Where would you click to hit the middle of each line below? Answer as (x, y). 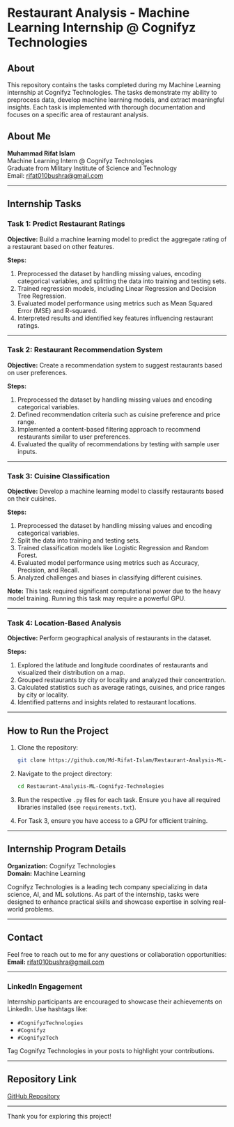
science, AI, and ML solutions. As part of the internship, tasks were (103, 894)
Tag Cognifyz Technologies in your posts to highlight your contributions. (111, 1050)
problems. (39, 909)
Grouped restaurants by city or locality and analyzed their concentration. (122, 680)
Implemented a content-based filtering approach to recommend (109, 429)
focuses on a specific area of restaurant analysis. (78, 114)
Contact (25, 938)
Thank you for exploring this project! (59, 1116)
